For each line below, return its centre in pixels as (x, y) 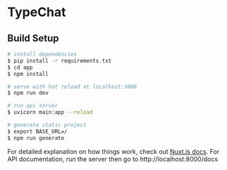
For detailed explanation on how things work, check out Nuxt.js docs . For (114, 151)
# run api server (33, 106)
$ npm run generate (36, 138)
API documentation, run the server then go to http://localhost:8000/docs (113, 159)
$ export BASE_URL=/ (38, 131)
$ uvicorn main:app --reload (50, 112)
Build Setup (33, 38)
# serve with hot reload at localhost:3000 (72, 86)
